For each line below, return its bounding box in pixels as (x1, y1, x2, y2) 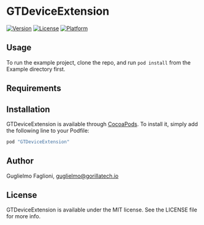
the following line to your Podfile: (6, 127, 90, 134)
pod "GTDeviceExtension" (6, 138, 70, 145)
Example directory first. (6, 65, 66, 73)
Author (6, 156, 34, 167)
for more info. (6, 213, 41, 220)
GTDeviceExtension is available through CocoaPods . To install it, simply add (6, 120, 198, 127)
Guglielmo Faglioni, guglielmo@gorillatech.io (6, 172, 119, 180)
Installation (6, 104, 50, 114)
